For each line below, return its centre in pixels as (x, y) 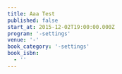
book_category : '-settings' (49, 47)
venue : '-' (23, 40)
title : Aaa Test (31, 14)
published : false (33, 20)
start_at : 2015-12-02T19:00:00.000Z (61, 27)
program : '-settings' (39, 33)
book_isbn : (23, 54)
